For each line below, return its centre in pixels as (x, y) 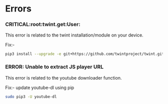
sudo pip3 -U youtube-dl (31, 96)
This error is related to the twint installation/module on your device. (74, 35)
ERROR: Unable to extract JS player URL (54, 67)
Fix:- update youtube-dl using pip (40, 87)
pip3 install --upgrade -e (33, 54)
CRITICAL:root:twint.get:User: (43, 24)
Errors (18, 9)
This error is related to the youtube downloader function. (63, 77)
